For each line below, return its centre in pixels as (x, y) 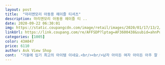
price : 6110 (17, 46)
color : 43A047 (20, 42)
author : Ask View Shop (28, 50)
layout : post (18, 10)
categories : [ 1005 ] (25, 37)
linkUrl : (14, 32)
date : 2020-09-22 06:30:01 (33, 23)
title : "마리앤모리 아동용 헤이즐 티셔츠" (43, 14)
